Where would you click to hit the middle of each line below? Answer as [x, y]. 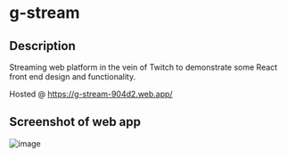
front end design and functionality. [73, 77]
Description [42, 46]
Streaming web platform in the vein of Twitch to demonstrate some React [143, 67]
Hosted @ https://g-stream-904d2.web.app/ [91, 94]
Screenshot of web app [75, 122]
